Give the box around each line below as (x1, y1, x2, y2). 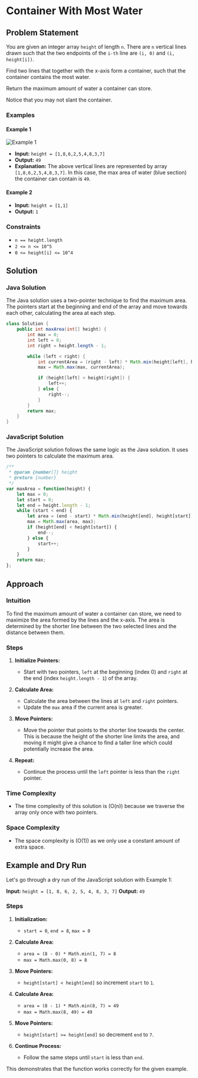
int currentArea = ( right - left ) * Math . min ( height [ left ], (37, 359, 189, 365)
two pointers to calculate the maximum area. (6, 452, 114, 459)
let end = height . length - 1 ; (16, 502, 91, 508)
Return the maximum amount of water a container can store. (6, 85, 153, 92)
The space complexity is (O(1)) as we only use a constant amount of (14, 837, 180, 844)
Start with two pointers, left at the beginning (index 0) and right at (23, 668, 187, 676)
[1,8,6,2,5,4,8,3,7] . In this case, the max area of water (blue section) (14, 169, 187, 176)
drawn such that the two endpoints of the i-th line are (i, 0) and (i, (6, 50, 175, 57)
